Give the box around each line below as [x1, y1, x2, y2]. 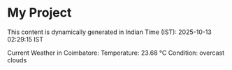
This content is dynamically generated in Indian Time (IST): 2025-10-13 [7, 28, 212, 36]
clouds [7, 55, 27, 64]
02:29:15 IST [7, 35, 44, 43]
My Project [7, 5, 72, 21]
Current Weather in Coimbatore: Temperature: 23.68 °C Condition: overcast [7, 49, 225, 57]
